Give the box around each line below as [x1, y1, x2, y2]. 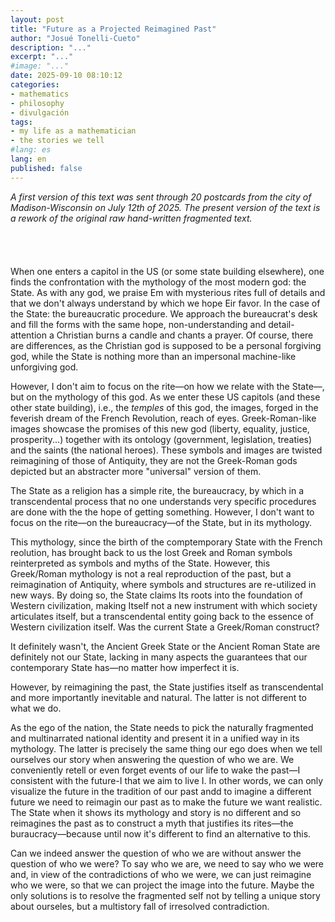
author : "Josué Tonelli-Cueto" [10, 33, 141, 43]
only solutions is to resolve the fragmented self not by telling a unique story [10, 889, 321, 901]
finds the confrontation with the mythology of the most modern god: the [10, 276, 307, 288]
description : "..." [10, 42, 92, 53]
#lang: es [10, 145, 52, 155]
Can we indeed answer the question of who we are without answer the [10, 847, 302, 859]
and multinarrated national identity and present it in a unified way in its [10, 732, 300, 744]
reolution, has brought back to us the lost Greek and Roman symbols [10, 546, 293, 558]
